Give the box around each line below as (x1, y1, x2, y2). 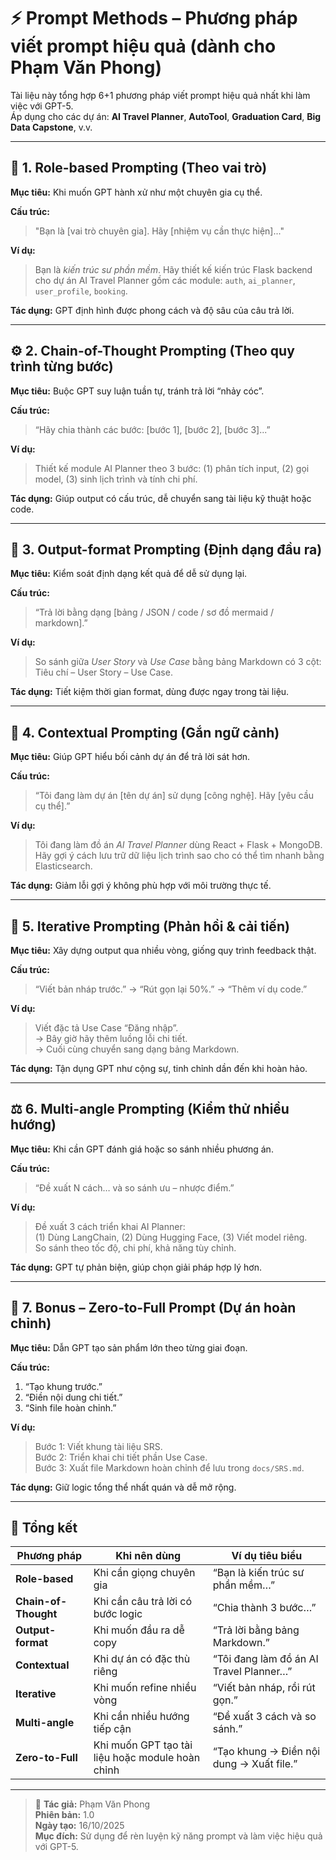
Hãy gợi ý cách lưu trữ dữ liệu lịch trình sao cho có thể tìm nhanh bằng (34, 850, 325, 862)
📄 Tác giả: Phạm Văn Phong (34, 1798, 151, 1810)
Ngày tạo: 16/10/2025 (34, 1820, 125, 1832)
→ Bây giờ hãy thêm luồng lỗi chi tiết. (34, 1033, 188, 1044)
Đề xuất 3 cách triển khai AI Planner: (34, 1220, 186, 1232)
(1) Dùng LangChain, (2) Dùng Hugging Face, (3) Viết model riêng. (34, 1231, 308, 1243)
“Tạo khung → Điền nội (212, 1745, 321, 1759)
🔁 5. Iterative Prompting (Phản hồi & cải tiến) (10, 918, 290, 935)
